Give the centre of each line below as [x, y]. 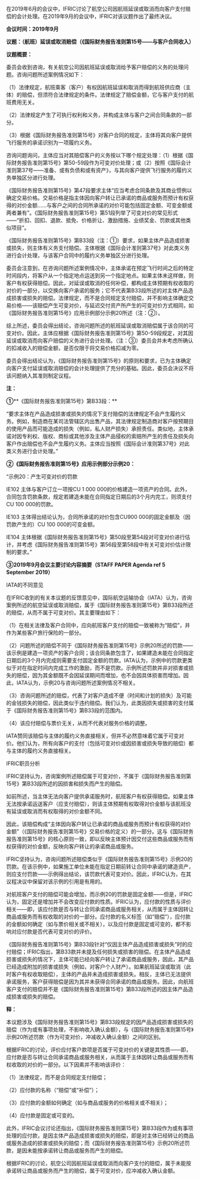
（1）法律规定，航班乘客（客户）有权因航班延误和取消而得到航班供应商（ [96, 87]
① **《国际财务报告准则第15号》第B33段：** [62, 401]
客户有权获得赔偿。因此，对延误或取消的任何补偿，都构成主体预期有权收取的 [100, 283]
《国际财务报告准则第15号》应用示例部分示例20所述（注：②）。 [85, 313]
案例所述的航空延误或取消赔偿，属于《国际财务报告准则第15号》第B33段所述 [100, 605]
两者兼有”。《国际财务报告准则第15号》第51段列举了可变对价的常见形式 [92, 213]
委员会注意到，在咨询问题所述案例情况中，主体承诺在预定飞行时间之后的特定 [100, 268]
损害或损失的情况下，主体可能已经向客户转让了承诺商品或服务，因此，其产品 [100, 959]
